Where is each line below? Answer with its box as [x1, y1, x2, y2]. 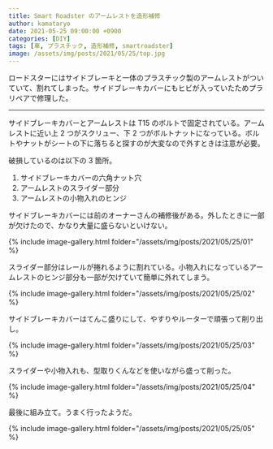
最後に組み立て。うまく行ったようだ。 [8, 408, 136, 417]
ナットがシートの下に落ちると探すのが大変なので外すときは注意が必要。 [22, 139, 265, 148]
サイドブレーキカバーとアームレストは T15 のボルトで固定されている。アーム [8, 119, 265, 127]
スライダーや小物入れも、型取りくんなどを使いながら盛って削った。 [8, 366, 236, 375]
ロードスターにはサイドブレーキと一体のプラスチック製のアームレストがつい [8, 73, 264, 82]
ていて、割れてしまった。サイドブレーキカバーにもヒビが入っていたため [8, 83, 249, 93]
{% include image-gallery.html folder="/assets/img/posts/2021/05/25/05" [8, 424, 255, 433]
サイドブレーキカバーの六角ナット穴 [19, 173, 142, 183]
